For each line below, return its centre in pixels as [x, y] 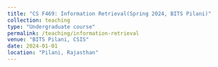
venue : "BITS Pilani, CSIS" [48, 40]
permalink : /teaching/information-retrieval [73, 33]
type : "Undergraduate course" [52, 27]
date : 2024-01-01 [33, 46]
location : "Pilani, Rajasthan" [53, 53]
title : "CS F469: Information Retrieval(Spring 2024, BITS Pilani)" [109, 14]
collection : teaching [39, 20]
